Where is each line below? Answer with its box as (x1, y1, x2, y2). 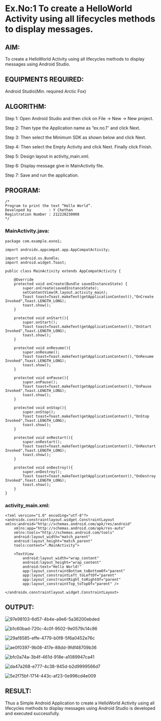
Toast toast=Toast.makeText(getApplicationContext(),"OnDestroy (22, 474, 156, 478)
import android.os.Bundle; (5, 256, 60, 261)
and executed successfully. (5, 710, 60, 716)
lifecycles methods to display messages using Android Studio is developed (5, 705, 156, 711)
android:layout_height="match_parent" (14, 539, 93, 544)
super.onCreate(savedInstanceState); (22, 286, 99, 290)
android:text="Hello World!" (22, 564, 82, 569)
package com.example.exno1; (5, 239, 62, 244)
